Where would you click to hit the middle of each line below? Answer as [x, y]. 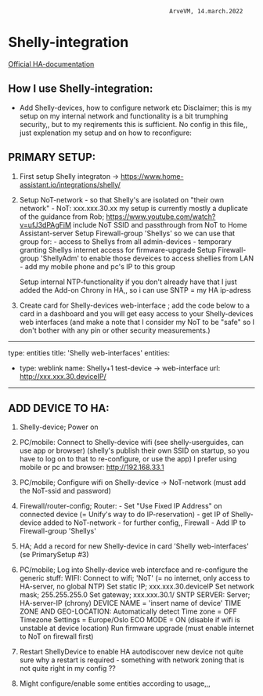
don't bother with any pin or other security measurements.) [115, 330]
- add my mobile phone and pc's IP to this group [97, 266]
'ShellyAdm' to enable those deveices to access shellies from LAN [147, 258]
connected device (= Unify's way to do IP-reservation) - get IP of [124, 515]
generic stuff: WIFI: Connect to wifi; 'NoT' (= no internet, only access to [135, 578]
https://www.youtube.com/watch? [161, 217]
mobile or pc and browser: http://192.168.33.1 [92, 468]
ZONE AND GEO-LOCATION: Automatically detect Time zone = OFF [128, 611]
